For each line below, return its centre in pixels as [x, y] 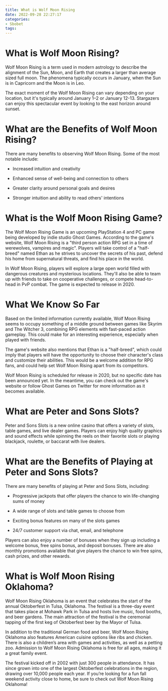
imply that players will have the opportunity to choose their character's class [84, 355]
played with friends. [26, 339]
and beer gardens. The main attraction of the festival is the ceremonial [78, 617]
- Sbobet [14, 24]
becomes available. [25, 391]
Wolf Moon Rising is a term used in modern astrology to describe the [76, 67]
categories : [18, 19]
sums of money [29, 501]
